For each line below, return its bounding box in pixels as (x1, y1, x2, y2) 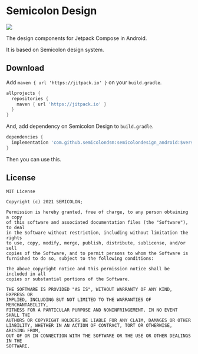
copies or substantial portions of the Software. (6, 276, 131, 282)
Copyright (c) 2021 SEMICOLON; (6, 198, 83, 204)
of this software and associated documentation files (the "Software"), (6, 219, 189, 225)
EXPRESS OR (6, 292, 33, 297)
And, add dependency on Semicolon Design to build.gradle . (6, 123, 154, 130)
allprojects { (6, 90, 41, 96)
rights (6, 234, 22, 241)
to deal (6, 224, 25, 230)
